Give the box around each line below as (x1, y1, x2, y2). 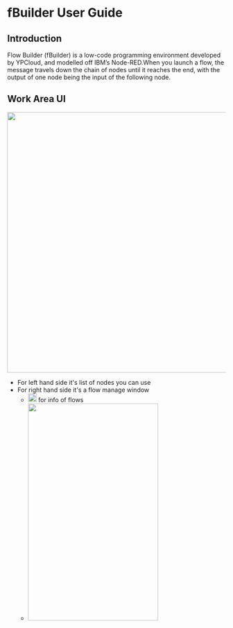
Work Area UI (7, 93, 66, 105)
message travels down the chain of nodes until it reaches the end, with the (7, 66, 221, 74)
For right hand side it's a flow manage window (17, 386, 150, 394)
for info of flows (37, 395, 84, 404)
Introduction (7, 33, 62, 44)
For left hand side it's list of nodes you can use (17, 378, 151, 386)
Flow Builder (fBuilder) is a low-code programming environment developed (7, 51, 221, 59)
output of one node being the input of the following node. (7, 73, 171, 81)
